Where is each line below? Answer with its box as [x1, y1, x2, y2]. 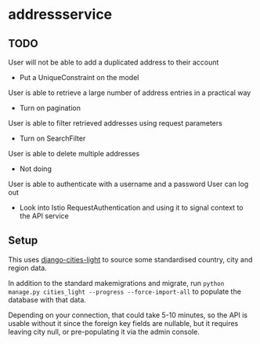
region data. [8, 263, 47, 273]
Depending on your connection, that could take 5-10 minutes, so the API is [8, 310, 248, 320]
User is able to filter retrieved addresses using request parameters [8, 119, 223, 127]
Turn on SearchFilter [19, 134, 86, 143]
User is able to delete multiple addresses [8, 149, 140, 158]
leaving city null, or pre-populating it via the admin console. [8, 327, 200, 336]
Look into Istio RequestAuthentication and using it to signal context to [19, 203, 244, 212]
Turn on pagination [19, 104, 81, 112]
